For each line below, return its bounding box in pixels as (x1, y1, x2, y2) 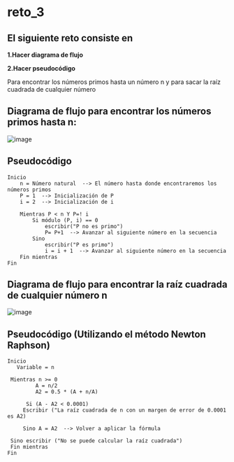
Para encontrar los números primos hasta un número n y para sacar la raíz (7, 78, 221, 86)
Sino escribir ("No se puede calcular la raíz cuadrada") (10, 437, 183, 444)
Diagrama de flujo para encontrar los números (7, 106, 212, 118)
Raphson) (7, 339, 50, 351)
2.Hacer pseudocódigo (7, 64, 75, 72)
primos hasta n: (7, 116, 77, 128)
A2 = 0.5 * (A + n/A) (35, 388, 98, 395)
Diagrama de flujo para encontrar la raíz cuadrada (7, 279, 228, 290)
